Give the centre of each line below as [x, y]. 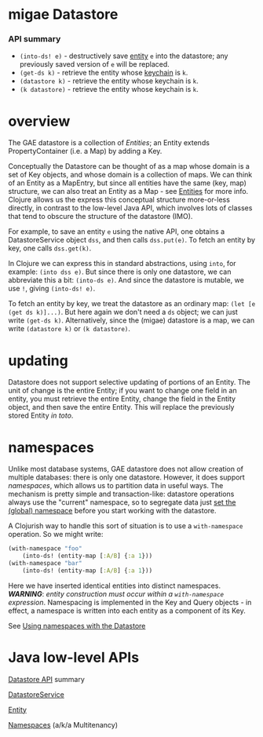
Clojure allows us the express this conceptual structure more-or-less [119, 200]
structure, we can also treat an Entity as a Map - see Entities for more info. [128, 192]
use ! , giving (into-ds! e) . [52, 289]
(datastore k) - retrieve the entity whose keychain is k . [109, 81]
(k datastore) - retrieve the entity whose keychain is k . [109, 89]
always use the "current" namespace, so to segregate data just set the [122, 502]
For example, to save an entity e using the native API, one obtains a [117, 232]
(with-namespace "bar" [45, 564]
